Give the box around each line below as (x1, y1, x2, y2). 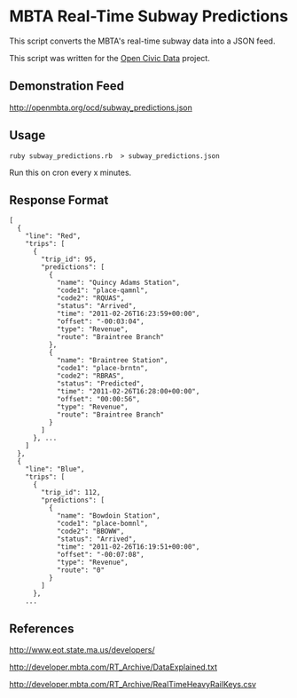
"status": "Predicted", (56, 379, 145, 388)
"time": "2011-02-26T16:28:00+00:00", (56, 387, 200, 396)
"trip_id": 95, (41, 255, 98, 264)
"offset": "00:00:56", (56, 395, 141, 404)
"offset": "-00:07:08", (56, 551, 145, 559)
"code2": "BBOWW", (56, 527, 125, 536)
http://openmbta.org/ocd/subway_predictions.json (9, 102, 192, 113)
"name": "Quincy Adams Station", (56, 278, 180, 288)
